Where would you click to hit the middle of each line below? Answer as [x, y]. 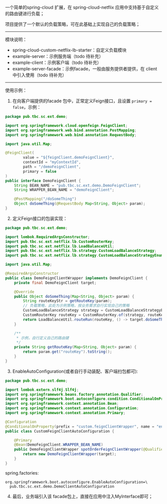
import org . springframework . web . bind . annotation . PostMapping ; [71, 130]
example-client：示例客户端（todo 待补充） [57, 62]
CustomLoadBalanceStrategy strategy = [63, 310]
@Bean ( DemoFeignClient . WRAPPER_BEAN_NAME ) [59, 445]
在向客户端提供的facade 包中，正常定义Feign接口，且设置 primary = [82, 101]
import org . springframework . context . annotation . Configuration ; [72, 408]
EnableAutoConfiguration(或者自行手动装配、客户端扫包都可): [75, 371]
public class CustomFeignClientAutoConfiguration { [60, 431]
